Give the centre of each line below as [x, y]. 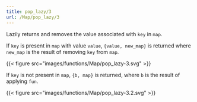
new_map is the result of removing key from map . [63, 52]
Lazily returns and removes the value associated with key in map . [84, 34]
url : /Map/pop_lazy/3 [33, 17]
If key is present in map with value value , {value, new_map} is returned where [99, 46]
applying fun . [22, 81]
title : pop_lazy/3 [29, 12]
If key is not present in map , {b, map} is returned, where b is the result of [93, 75]
